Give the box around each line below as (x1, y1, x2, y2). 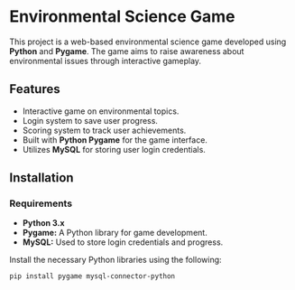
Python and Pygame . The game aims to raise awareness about (9, 45, 244, 56)
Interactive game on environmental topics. (22, 106, 180, 117)
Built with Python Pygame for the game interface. (22, 134, 207, 145)
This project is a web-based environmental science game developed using (9, 36, 287, 47)
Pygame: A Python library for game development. (22, 228, 207, 239)
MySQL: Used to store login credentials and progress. (22, 237, 224, 248)
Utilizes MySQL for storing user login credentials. (22, 144, 206, 154)
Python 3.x (22, 218, 65, 229)
